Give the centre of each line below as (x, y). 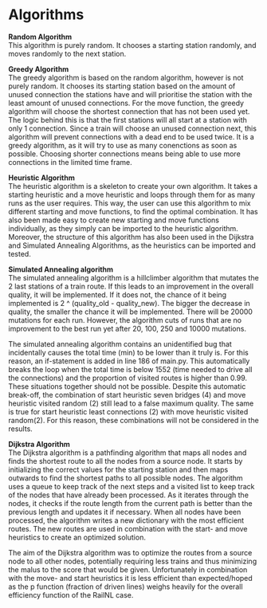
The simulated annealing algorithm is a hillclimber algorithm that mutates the (133, 277)
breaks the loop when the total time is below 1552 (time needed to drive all (130, 369)
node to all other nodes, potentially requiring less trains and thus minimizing (133, 561)
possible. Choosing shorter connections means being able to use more (124, 154)
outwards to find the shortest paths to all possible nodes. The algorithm (126, 478)
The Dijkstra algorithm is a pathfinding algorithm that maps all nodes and (128, 453)
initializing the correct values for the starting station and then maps (118, 469)
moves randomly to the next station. (67, 53)
